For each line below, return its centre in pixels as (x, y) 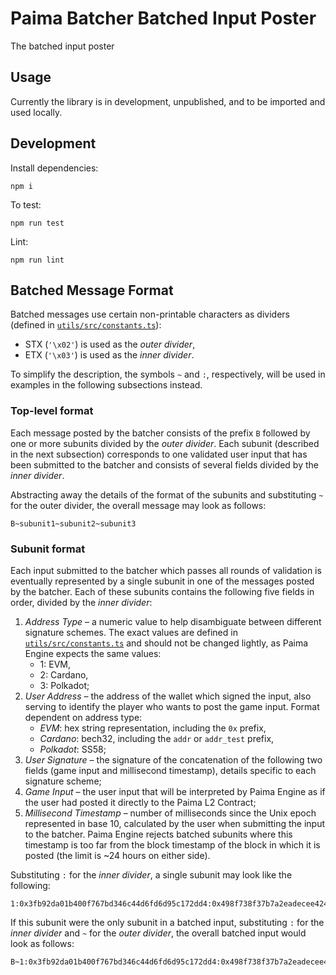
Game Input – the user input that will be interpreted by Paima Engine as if (175, 791)
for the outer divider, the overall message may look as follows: (138, 505)
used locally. (36, 112)
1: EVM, (55, 664)
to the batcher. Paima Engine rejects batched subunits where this (158, 834)
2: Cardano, (64, 674)
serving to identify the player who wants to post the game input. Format (172, 706)
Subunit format (48, 549)
